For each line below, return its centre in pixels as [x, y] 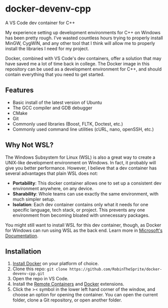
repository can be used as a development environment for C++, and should [83, 69]
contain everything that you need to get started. [55, 74]
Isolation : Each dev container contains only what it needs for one [80, 204]
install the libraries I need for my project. [47, 48]
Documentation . [22, 235]
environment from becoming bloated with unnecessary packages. [81, 215]
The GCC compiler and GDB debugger [52, 108]
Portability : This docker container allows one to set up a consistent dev [87, 183]
